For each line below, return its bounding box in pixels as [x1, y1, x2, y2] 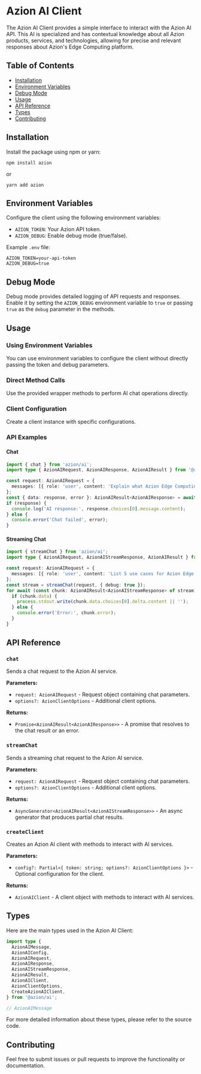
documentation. [6, 1062, 45, 1069]
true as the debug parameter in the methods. [6, 306, 115, 313]
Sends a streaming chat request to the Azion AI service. [6, 754, 144, 761]
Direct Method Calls [6, 376, 65, 384]
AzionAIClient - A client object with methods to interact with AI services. [14, 893, 194, 901]
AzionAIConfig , [11, 950, 50, 956]
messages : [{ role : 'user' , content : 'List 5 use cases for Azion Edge [11, 571, 194, 577]
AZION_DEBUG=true [6, 261, 50, 267]
